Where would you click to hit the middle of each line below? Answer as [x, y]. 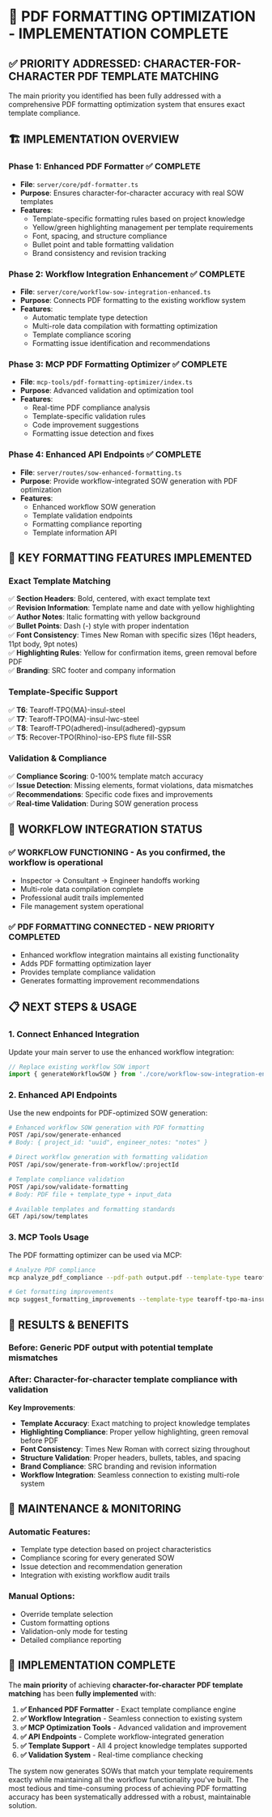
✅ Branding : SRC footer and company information [92, 671]
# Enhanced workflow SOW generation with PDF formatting [106, 1128]
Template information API [74, 532]
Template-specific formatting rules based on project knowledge [138, 219]
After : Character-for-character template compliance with [123, 1380]
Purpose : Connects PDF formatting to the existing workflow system [133, 300]
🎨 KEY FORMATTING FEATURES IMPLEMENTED [130, 558]
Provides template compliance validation [88, 972]
